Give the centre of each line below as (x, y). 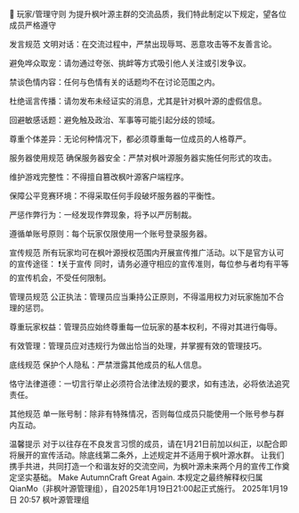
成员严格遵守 (32, 25)
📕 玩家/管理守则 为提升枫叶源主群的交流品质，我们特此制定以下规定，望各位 (148, 14)
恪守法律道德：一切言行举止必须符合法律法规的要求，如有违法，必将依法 (141, 384)
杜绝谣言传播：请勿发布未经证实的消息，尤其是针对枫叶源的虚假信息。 (138, 101)
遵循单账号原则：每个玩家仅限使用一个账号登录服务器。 (110, 234)
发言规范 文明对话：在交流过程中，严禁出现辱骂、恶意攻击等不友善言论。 (143, 44)
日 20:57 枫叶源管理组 (49, 500)
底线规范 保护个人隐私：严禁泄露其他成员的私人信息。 (108, 364)
